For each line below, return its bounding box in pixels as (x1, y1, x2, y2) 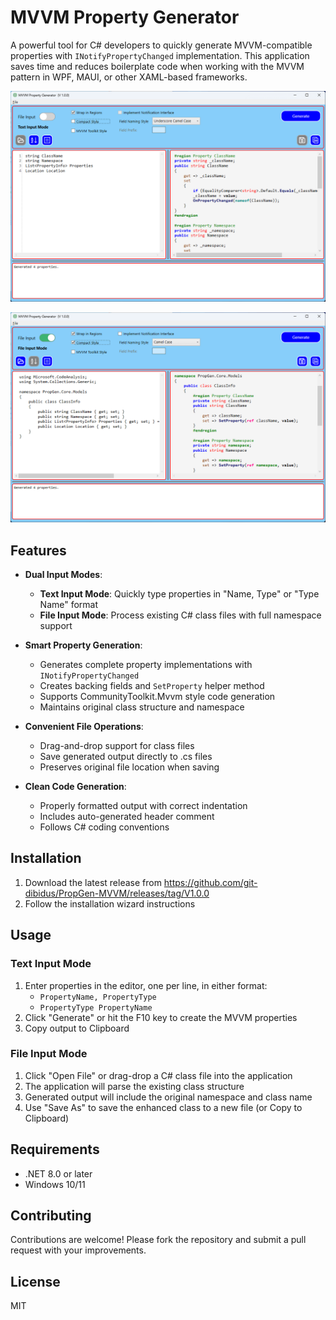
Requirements (10, 1141, 100, 1158)
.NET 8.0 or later (24, 1167, 93, 1180)
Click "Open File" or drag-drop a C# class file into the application (24, 1069, 293, 1081)
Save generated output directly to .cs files (39, 751, 213, 763)
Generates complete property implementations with (39, 659, 253, 671)
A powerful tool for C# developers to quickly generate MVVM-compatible (10, 39, 313, 51)
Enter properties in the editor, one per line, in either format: (24, 979, 268, 991)
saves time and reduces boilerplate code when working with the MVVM (10, 60, 305, 72)
